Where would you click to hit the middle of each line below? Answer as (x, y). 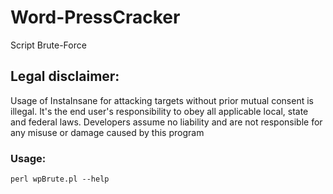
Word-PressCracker (95, 17)
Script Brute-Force (48, 45)
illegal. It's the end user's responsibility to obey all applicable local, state (159, 111)
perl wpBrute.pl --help (60, 179)
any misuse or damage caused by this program (107, 132)
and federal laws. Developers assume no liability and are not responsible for (166, 122)
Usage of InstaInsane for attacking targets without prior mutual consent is (162, 100)
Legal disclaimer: (65, 76)
